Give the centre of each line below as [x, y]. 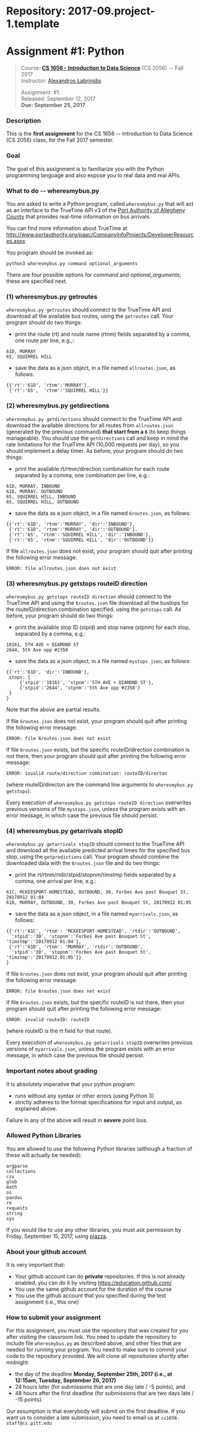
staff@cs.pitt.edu [29, 1424]
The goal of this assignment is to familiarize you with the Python [85, 169]
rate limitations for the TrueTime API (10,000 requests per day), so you [93, 444]
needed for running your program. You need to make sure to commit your [97, 1350]
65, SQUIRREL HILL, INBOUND [41, 497]
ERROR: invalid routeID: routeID [48, 1020]
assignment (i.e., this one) [47, 1302]
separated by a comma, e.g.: [50, 633]
